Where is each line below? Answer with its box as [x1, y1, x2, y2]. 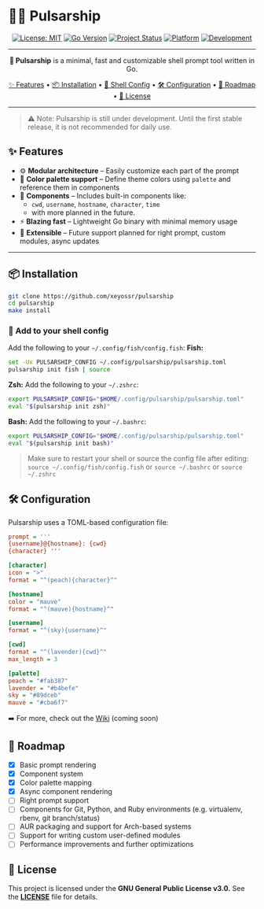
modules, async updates [19, 236, 100, 246]
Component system [19, 769, 84, 778]
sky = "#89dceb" [8, 692, 61, 700]
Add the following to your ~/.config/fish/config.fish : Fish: [8, 343, 204, 353]
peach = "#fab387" [8, 677, 68, 685]
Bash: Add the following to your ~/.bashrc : [8, 416, 147, 426]
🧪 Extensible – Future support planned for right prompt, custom [19, 227, 226, 237]
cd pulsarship [8, 299, 55, 308]
